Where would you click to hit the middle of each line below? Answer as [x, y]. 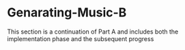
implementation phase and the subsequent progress [81, 38]
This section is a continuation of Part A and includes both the [93, 32]
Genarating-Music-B [67, 13]
